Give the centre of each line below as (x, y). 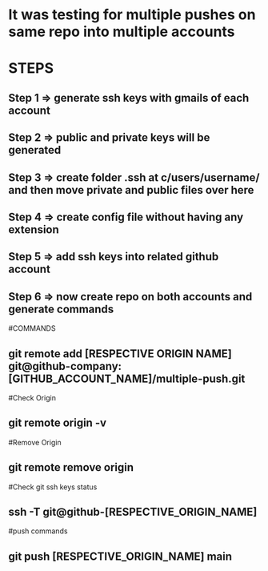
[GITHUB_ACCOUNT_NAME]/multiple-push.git (127, 378)
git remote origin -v (57, 423)
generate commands (61, 309)
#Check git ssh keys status (53, 487)
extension (34, 229)
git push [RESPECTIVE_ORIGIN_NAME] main (120, 556)
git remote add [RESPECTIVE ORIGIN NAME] (120, 354)
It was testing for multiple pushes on (132, 15)
